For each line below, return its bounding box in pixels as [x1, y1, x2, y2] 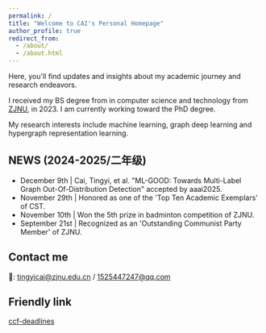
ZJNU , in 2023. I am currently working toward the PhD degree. [8, 104, 216, 114]
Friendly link [8, 295, 73, 309]
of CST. [19, 201, 46, 210]
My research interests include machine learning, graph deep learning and [8, 120, 252, 129]
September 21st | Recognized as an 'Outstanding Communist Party [19, 219, 242, 228]
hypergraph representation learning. [8, 128, 129, 138]
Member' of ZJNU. [19, 227, 82, 236]
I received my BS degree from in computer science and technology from [8, 96, 248, 105]
